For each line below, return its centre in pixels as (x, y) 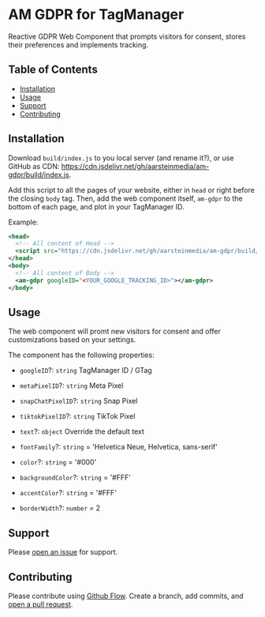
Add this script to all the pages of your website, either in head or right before (131, 190)
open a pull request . (41, 604)
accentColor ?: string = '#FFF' (68, 493)
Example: (23, 222)
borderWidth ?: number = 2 (60, 508)
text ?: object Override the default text (82, 431)
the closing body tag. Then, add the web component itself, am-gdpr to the (125, 198)
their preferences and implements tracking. (78, 44)
